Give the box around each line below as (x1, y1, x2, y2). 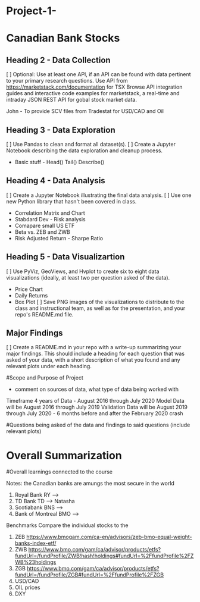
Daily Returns (14, 291, 48, 299)
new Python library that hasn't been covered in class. (6, 197, 137, 205)
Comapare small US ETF (14, 222, 75, 229)
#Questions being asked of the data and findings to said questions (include (6, 421, 190, 429)
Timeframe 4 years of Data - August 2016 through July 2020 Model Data (6, 397, 185, 405)
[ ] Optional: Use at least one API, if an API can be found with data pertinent (6, 71, 192, 78)
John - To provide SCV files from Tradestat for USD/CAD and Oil (6, 108, 164, 115)
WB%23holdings (14, 559, 57, 566)
